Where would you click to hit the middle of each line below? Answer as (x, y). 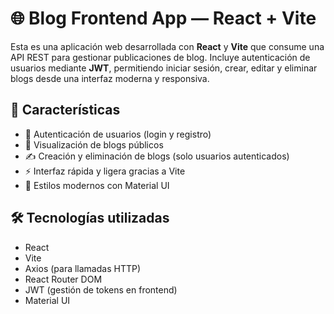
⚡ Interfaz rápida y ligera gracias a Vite (105, 171)
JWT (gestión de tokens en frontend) (101, 289)
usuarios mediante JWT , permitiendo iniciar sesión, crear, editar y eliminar (164, 68)
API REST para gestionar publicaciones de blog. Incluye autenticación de (160, 57)
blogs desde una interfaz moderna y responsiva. (110, 78)
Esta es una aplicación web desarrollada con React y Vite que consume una (167, 46)
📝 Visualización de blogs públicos (94, 144)
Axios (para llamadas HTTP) (83, 268)
